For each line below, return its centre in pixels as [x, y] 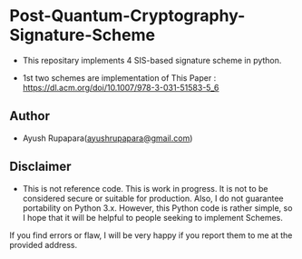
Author [29, 116]
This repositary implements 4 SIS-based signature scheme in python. [152, 60]
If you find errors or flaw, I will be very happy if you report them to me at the [151, 235]
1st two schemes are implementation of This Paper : [119, 77]
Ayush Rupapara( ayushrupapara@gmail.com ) [107, 138]
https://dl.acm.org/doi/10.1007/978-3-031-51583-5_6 [121, 87]
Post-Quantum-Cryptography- [127, 16]
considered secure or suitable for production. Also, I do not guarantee [153, 198]
